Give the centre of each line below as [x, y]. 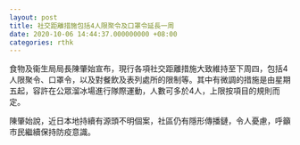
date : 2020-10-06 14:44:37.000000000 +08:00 [93, 34]
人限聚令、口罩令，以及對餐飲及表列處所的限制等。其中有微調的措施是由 [142, 80]
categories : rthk [42, 42]
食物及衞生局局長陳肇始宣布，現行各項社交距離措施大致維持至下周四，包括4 [149, 68]
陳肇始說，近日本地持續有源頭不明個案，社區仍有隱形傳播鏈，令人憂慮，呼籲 [150, 121]
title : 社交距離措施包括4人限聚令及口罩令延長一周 [92, 26]
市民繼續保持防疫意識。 [52, 132]
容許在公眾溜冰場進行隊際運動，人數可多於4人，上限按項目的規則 [153, 91]
